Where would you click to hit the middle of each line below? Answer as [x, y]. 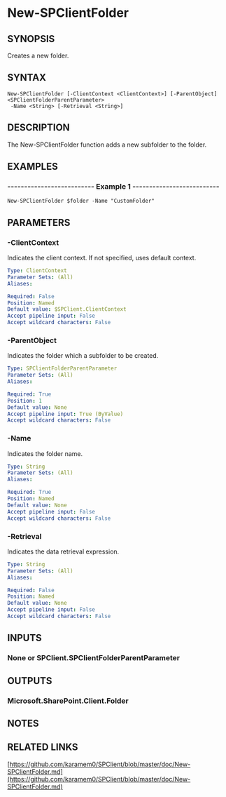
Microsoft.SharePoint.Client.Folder [68, 701]
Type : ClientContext [37, 271]
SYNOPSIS [31, 39]
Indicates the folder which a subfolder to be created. [83, 356]
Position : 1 [24, 401]
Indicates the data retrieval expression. [63, 551]
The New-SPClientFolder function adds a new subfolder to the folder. [107, 145]
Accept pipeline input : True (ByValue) [65, 414]
